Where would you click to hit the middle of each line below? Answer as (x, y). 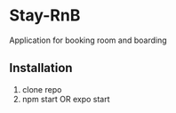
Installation (41, 68)
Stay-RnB (45, 16)
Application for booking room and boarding (88, 40)
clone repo (42, 89)
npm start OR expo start (66, 99)
